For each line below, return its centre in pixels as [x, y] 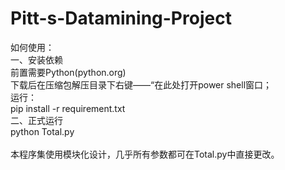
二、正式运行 [36, 120]
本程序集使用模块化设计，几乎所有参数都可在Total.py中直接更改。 [145, 154]
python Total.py [42, 131]
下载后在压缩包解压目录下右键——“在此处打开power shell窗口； [141, 84]
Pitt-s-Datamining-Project [121, 18]
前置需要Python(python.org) [68, 72]
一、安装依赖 [36, 59]
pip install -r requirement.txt [68, 108]
